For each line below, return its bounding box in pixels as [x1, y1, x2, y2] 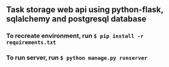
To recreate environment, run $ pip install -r [6, 32, 144, 40]
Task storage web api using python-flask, [6, 5, 164, 15]
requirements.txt [6, 39, 57, 46]
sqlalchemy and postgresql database [6, 14, 147, 24]
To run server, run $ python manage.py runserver [6, 53, 148, 62]
